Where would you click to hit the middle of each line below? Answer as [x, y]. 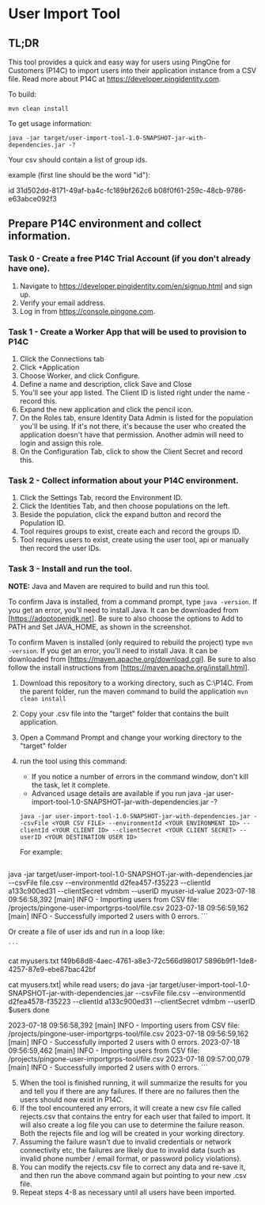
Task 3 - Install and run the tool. [70, 569]
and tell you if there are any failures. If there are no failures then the [129, 1091]
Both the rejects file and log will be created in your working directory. [132, 1133]
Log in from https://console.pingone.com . [87, 311]
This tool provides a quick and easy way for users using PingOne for [119, 62]
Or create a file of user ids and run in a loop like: [87, 931]
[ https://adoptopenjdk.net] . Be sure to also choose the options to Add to [126, 618]
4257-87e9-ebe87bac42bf [52, 969]
